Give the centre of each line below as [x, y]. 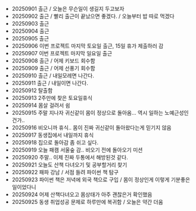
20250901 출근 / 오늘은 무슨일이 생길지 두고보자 [68, 9]
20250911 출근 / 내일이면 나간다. [50, 83]
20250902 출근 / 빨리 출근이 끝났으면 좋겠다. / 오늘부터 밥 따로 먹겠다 [93, 16]
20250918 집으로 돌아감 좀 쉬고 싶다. [55, 142]
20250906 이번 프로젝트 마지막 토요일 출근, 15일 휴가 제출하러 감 [88, 46]
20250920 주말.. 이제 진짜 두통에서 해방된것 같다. [70, 157]
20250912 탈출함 [32, 90]
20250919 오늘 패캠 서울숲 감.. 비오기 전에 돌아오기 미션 [77, 150]
